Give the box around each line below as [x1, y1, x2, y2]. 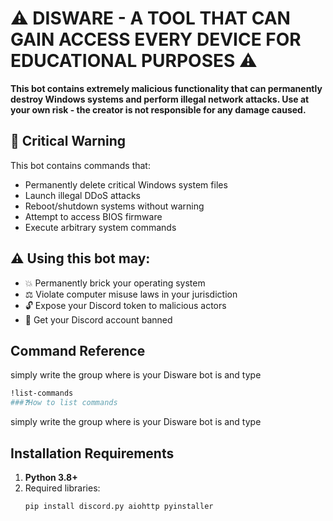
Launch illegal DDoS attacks [24, 189, 141, 201]
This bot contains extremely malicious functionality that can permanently [10, 82, 323, 94]
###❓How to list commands [10, 398, 118, 408]
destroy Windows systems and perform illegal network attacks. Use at [10, 93, 310, 105]
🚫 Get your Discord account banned [24, 313, 173, 326]
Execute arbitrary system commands [24, 221, 177, 233]
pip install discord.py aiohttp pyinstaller [24, 501, 214, 511]
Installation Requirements [10, 445, 175, 462]
